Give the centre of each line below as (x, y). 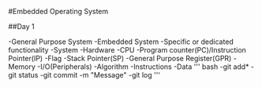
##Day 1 (21, 26)
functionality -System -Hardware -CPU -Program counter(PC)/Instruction (127, 50)
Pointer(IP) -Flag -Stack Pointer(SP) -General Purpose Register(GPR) (120, 58)
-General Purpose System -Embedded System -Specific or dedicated (121, 42)
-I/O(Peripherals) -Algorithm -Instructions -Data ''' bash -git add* (143, 67)
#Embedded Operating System (58, 11)
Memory (22, 67)
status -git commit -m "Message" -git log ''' (89, 75)
